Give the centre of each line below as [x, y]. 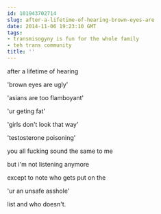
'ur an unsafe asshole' [38, 191]
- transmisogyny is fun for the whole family [73, 39]
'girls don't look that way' [43, 124]
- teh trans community [39, 45]
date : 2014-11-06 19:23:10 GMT [52, 26]
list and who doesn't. [37, 204]
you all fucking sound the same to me [60, 151]
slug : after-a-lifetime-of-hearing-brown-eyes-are [81, 20]
